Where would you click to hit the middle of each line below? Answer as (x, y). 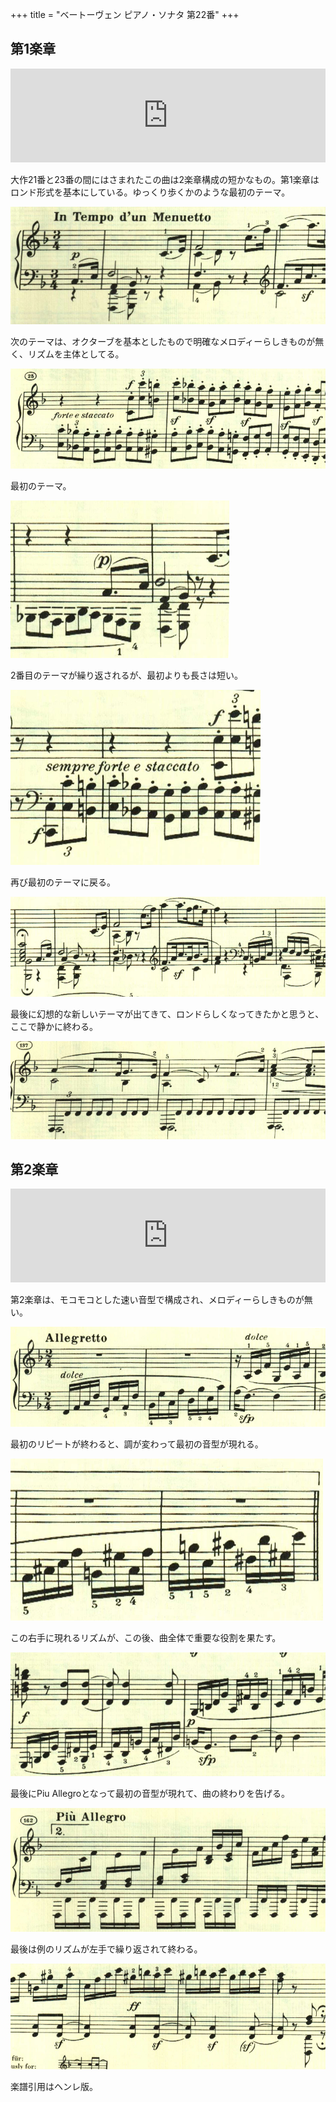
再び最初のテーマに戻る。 (63, 882)
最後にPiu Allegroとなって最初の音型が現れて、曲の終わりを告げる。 (150, 1794)
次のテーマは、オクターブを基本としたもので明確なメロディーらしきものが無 (167, 341)
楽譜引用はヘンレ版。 (54, 2086)
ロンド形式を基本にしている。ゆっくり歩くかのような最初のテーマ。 (150, 192)
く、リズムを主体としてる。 (67, 354)
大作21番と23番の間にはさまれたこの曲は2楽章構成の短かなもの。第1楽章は (165, 179)
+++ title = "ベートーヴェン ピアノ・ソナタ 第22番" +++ (125, 14)
